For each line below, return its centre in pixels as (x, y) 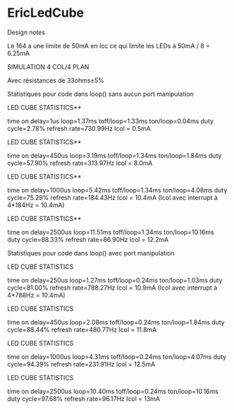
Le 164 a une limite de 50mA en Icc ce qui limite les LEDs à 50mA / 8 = (109, 45)
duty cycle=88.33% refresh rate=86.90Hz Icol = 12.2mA (88, 239)
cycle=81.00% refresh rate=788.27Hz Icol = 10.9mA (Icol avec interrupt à (112, 288)
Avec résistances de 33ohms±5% (56, 80)
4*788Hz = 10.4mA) (36, 295)
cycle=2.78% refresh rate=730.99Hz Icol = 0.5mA (79, 128)
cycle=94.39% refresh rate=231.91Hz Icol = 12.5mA (81, 364)
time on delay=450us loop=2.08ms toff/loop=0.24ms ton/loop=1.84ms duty (116, 322)
